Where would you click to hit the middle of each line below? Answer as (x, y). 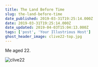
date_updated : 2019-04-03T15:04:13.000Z (47, 28)
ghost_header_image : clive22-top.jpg (44, 37)
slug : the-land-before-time (34, 14)
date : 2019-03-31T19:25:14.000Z (38, 23)
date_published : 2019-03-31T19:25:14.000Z (49, 18)
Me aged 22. (18, 50)
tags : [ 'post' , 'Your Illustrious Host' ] (48, 32)
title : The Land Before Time (35, 9)
